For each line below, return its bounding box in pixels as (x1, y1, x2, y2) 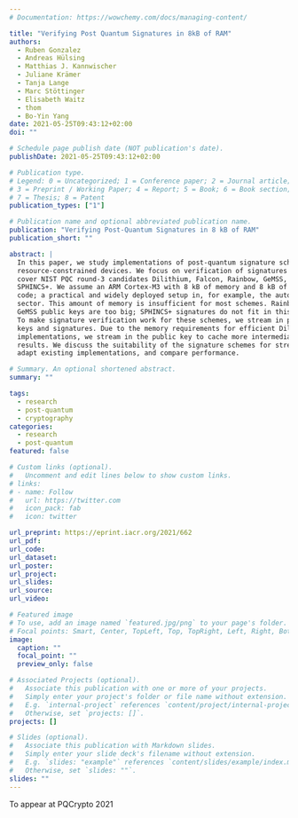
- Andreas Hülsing (17, 54, 86, 63)
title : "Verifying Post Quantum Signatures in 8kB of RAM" (9, 28, 232, 38)
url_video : (9, 594, 50, 603)
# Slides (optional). (9, 733, 90, 742)
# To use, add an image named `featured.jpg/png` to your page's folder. (9, 618, 288, 627)
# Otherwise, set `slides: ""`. (9, 766, 137, 775)
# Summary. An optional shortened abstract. (9, 365, 176, 374)
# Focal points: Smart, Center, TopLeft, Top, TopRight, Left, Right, (9, 626, 276, 635)
